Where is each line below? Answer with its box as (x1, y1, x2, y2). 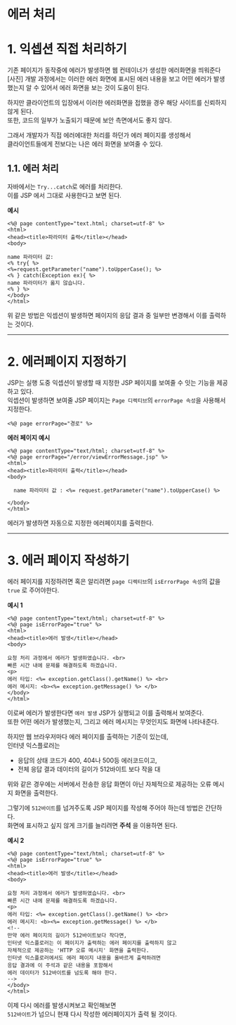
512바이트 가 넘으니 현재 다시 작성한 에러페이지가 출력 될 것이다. (7, 1010, 178, 1018)
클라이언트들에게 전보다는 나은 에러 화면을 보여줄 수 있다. (7, 140, 163, 148)
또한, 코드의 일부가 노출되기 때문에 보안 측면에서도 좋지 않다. (7, 116, 172, 125)
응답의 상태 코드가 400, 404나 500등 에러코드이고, (17, 756, 157, 764)
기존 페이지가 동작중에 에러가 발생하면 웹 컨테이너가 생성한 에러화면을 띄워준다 (7, 66, 221, 75)
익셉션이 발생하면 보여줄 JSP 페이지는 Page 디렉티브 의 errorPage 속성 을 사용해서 (7, 395, 226, 405)
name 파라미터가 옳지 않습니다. (7, 279, 86, 286)
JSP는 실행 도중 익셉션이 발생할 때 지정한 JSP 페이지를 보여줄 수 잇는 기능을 (7, 378, 216, 387)
